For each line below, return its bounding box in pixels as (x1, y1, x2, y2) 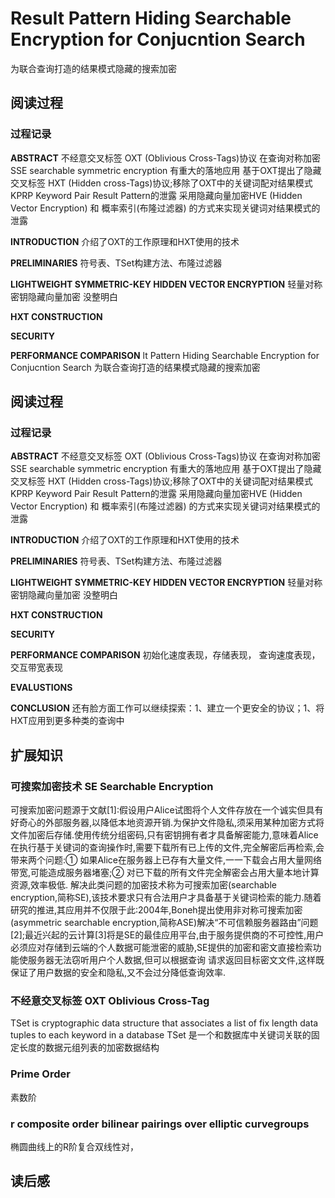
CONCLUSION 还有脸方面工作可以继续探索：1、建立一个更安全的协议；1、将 (10, 702, 325, 714)
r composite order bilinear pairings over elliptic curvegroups (10, 1117, 310, 1131)
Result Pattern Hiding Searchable (10, 7, 292, 30)
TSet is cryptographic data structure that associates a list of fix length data (10, 1017, 319, 1029)
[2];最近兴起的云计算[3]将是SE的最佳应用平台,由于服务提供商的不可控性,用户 (10, 929, 325, 941)
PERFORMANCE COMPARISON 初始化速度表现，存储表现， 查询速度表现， (10, 649, 321, 661)
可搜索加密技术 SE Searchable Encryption (10, 779, 214, 793)
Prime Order (10, 1067, 71, 1081)
